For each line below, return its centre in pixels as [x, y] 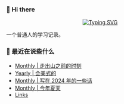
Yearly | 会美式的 [35, 73]
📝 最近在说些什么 [30, 52]
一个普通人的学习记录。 [35, 34]
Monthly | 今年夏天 [38, 88]
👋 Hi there [21, 10]
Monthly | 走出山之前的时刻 [48, 65]
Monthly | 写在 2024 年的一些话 [53, 80]
